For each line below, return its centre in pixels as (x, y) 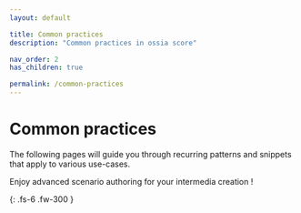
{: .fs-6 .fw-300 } (42, 199)
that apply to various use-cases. (70, 164)
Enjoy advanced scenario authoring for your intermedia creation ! (131, 181)
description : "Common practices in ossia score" (103, 43)
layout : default (40, 18)
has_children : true (46, 68)
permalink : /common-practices (67, 84)
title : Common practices (56, 34)
